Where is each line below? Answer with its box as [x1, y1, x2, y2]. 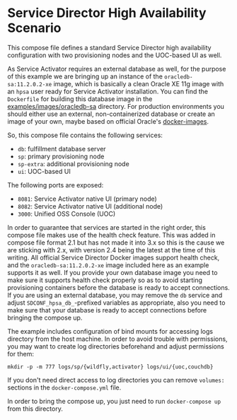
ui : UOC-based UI [17, 167, 71, 175]
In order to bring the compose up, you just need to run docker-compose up [7, 397, 221, 405]
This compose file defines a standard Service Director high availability [7, 43, 212, 52]
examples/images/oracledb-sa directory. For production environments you [7, 102, 225, 110]
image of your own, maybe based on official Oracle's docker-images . [7, 117, 209, 125]
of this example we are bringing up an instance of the [7, 72, 163, 81]
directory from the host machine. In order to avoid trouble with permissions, [7, 334, 228, 343]
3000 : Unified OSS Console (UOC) [17, 209, 116, 218]
